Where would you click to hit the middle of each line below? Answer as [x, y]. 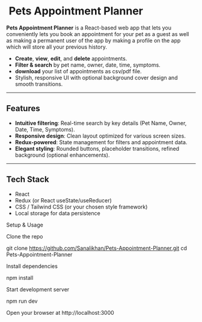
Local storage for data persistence [57, 213]
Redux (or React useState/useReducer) [63, 200]
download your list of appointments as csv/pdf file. [78, 71]
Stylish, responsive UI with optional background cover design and [96, 77]
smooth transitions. [39, 84]
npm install [20, 278]
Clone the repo [25, 236]
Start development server [38, 289]
